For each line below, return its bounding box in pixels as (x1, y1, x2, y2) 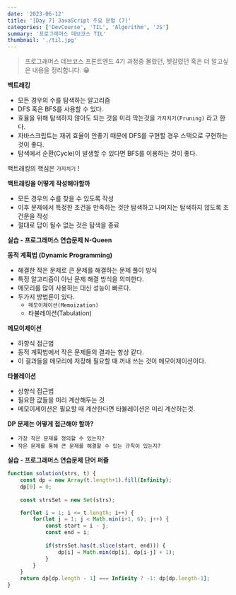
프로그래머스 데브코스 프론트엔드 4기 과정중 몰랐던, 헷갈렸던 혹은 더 (24, 57, 210, 66)
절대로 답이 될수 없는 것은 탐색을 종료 (17, 221, 120, 229)
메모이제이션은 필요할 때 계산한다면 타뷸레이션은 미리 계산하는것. (17, 404, 196, 413)
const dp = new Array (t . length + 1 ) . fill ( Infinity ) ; (20, 477, 172, 484)
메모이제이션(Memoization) (28, 302, 99, 309)
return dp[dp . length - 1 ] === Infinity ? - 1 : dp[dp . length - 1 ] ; (20, 575, 211, 582)
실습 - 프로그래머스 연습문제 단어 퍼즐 (7, 456, 110, 465)
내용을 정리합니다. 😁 (32, 66, 90, 74)
